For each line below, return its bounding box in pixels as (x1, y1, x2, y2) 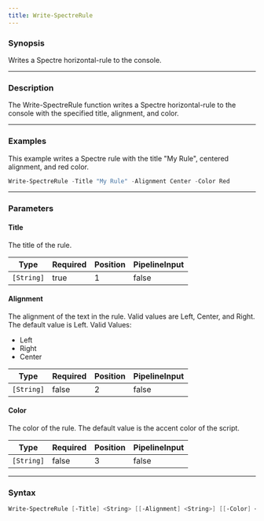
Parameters (8, 203, 53, 214)
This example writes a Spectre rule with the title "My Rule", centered (8, 153, 229, 163)
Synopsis (8, 37, 45, 48)
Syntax (8, 487, 36, 498)
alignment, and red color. (8, 162, 89, 172)
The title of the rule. (8, 240, 72, 249)
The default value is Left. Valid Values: (8, 320, 132, 329)
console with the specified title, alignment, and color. (8, 109, 179, 118)
